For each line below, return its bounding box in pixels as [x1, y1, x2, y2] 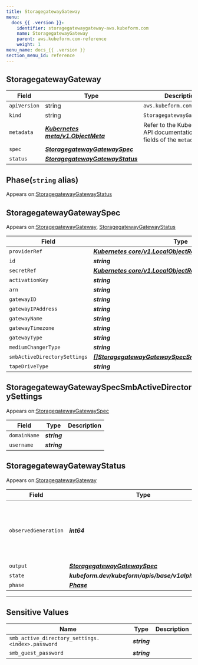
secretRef [9, 267, 37, 274]
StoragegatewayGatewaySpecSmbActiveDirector [6, 382, 192, 392]
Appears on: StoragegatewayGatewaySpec [6, 407, 110, 414]
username [9, 441, 34, 448]
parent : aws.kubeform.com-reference [16, 36, 107, 42]
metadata [9, 129, 34, 136]
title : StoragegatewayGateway [6, 8, 81, 15]
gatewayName [9, 315, 43, 322]
